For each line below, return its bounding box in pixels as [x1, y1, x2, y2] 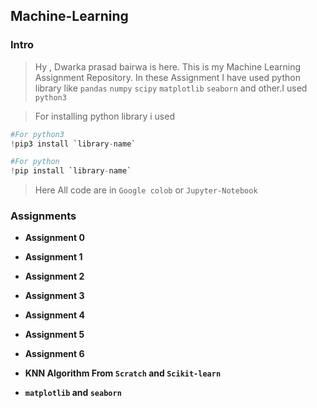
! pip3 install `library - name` [10, 139, 137, 149]
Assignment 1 [24, 251, 83, 263]
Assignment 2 [24, 270, 85, 283]
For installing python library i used [34, 110, 175, 122]
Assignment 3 [24, 290, 85, 302]
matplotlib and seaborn [24, 387, 122, 399]
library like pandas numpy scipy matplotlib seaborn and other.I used [34, 82, 308, 94]
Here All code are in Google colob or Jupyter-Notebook [34, 184, 258, 196]
